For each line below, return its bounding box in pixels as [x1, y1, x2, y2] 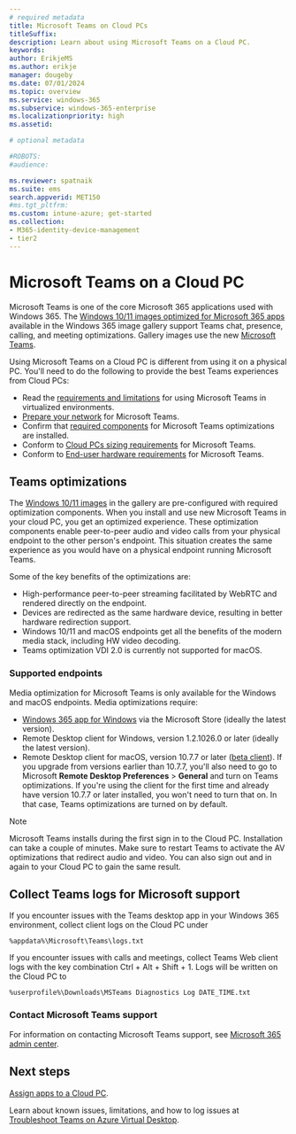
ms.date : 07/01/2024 [9, 79, 86, 88]
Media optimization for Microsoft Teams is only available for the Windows [9, 687, 277, 698]
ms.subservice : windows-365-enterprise [9, 104, 156, 113]
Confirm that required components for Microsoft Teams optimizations [21, 420, 276, 431]
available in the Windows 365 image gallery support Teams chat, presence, [9, 320, 284, 330]
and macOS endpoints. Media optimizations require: [9, 696, 199, 707]
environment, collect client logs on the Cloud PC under [9, 920, 209, 930]
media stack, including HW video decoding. [21, 635, 181, 647]
